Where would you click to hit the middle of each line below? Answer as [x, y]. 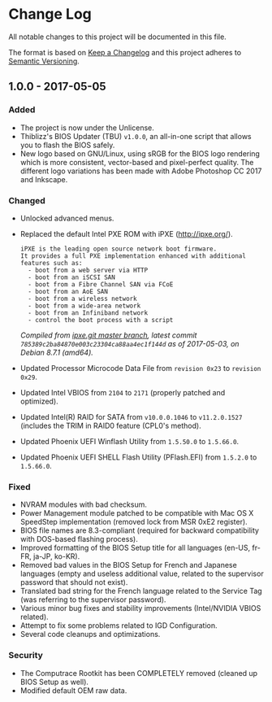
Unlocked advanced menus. [67, 218]
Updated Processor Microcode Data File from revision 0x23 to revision [140, 368]
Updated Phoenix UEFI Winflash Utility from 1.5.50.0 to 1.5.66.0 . [130, 441]
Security [26, 656]
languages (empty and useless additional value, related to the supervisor [142, 573]
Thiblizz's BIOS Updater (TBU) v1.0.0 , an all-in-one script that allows [136, 136]
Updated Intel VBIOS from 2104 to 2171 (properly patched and [123, 392]
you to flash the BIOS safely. [67, 145]
